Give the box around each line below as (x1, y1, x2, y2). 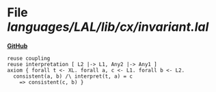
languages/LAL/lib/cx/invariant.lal (7, 19, 209, 35)
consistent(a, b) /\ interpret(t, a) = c (13, 73, 133, 80)
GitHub (7, 42, 28, 50)
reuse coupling (7, 55, 51, 62)
